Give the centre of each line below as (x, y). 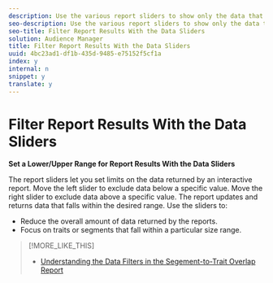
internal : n (28, 69)
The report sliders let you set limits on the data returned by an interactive (130, 180)
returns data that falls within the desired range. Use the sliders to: (118, 206)
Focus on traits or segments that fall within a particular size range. (131, 230)
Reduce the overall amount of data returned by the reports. (119, 221)
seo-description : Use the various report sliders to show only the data (134, 24)
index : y (23, 62)
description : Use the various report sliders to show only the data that (136, 16)
